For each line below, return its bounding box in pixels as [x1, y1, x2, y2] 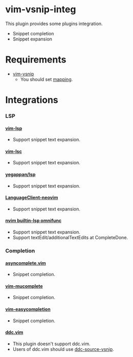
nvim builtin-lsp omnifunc [5, 218, 62, 224]
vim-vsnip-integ [5, 4, 76, 15]
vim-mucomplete [5, 283, 43, 289]
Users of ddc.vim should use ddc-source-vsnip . [12, 346, 114, 352]
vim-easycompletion [5, 306, 51, 312]
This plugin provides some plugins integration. [5, 20, 103, 27]
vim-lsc [5, 148, 22, 154]
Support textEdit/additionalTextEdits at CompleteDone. [12, 235, 128, 240]
